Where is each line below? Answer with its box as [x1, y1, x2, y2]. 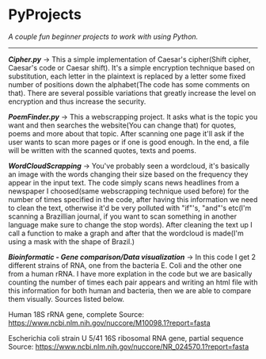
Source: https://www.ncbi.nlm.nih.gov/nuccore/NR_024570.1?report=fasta [8, 342, 249, 351]
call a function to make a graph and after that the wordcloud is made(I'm [8, 228, 244, 238]
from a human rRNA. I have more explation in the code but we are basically [8, 269, 253, 278]
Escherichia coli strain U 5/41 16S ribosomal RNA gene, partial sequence [8, 333, 244, 342]
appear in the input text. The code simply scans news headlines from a [8, 178, 240, 187]
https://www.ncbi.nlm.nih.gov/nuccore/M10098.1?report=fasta [8, 318, 211, 327]
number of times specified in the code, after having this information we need [8, 194, 258, 204]
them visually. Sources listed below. [8, 294, 125, 304]
